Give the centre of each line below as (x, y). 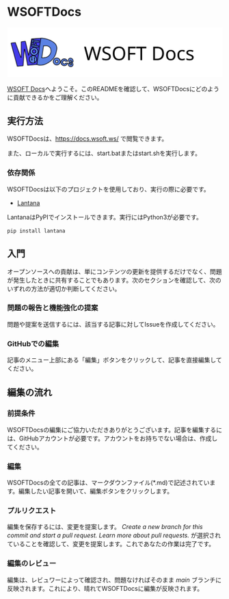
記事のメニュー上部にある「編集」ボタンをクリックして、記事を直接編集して (114, 360)
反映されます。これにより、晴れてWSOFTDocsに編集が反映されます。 (105, 588)
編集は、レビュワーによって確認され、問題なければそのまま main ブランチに (114, 580)
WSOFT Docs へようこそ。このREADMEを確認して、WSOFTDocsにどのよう (113, 89)
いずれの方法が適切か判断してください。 (64, 288)
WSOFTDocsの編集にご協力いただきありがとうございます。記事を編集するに (114, 430)
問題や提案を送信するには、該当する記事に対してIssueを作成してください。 (113, 324)
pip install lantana (37, 231)
